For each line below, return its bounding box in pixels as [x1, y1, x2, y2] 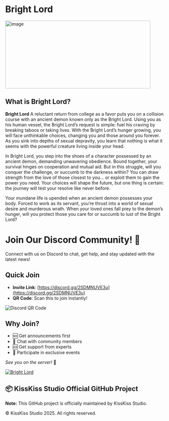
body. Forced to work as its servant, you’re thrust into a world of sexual [5, 200, 153, 206]
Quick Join [5, 271, 40, 279]
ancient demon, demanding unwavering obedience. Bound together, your [5, 158, 157, 164]
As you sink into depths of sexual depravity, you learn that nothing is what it [5, 137, 163, 144]
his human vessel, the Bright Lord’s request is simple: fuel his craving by [5, 121, 155, 127]
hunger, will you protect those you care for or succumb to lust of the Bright [5, 211, 160, 217]
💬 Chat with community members [12, 339, 82, 345]
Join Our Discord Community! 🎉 [5, 234, 140, 246]
